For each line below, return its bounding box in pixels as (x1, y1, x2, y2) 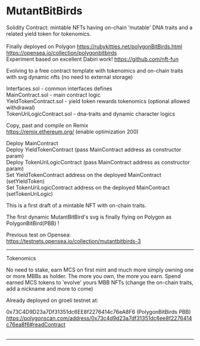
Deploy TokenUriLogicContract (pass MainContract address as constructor (6, 158, 190, 166)
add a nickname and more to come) (6, 285, 93, 292)
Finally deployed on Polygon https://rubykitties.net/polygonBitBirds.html (6, 43, 183, 50)
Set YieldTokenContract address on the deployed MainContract (6, 171, 162, 178)
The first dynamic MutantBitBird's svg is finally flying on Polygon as (6, 213, 172, 220)
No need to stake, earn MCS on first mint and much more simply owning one (6, 266, 194, 273)
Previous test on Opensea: (6, 231, 71, 238)
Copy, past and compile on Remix (6, 121, 89, 129)
